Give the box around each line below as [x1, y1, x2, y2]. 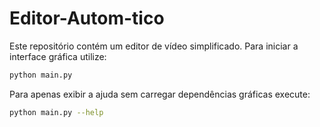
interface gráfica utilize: [9, 50, 107, 62]
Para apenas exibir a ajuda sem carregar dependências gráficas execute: [9, 88, 311, 100]
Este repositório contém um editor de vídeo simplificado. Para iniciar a [9, 40, 299, 52]
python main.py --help [9, 107, 104, 117]
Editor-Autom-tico [9, 7, 165, 30]
